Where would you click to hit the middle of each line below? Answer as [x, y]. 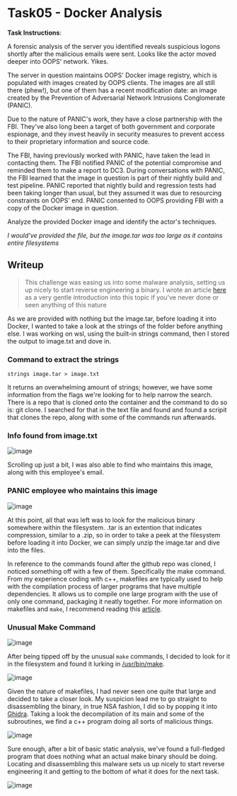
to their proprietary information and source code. [79, 141]
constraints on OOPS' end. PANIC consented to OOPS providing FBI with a [116, 200]
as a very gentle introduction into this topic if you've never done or [122, 297]
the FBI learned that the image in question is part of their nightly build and [115, 178]
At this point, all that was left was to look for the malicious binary [102, 520]
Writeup [25, 265]
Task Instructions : [35, 33]
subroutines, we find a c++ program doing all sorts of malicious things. [110, 721]
